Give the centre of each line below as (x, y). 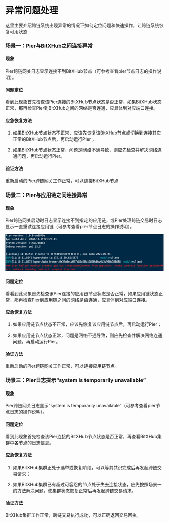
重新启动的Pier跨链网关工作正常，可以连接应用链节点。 (62, 366)
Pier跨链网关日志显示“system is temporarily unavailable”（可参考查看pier (80, 406)
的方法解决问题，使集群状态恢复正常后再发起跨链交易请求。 (74, 491)
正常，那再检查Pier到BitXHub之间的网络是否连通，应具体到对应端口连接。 (82, 108)
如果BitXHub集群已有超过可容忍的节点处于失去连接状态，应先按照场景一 (87, 484)
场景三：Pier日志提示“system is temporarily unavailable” (76, 380)
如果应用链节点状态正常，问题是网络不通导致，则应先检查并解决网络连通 (87, 335)
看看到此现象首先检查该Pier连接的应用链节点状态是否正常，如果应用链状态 (82, 293)
